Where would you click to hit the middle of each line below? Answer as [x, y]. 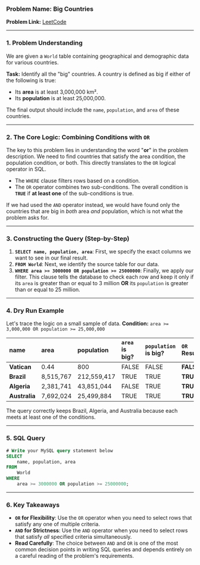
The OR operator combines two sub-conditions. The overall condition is [101, 187]
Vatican [20, 367]
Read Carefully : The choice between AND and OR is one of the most [96, 543]
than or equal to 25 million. [47, 290]
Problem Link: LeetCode [36, 22]
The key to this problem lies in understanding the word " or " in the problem [97, 150]
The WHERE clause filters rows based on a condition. [77, 180]
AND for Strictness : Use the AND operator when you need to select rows [101, 530]
